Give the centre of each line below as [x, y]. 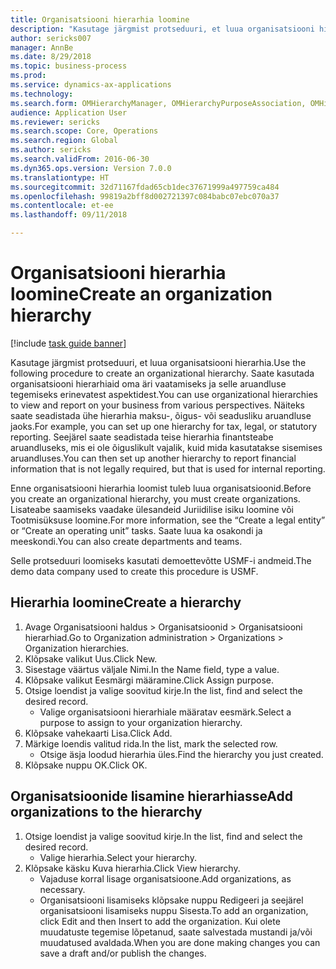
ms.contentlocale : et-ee [62, 206]
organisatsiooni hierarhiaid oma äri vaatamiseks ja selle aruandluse [148, 383]
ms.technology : [42, 94]
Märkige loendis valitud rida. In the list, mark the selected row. [151, 743]
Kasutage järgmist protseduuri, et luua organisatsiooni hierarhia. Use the [158, 362]
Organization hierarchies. [77, 648]
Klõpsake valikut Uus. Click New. [91, 658]
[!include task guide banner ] [68, 343]
